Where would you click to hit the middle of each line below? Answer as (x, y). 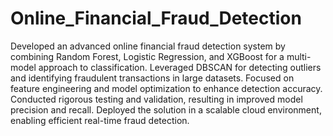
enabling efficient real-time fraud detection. (100, 120)
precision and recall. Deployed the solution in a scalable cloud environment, (166, 109)
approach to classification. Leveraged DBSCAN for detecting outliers (180, 67)
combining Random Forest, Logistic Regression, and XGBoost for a (147, 56)
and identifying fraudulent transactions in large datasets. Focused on (152, 78)
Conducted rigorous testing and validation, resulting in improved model (156, 99)
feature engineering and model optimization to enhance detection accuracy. (166, 88)
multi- (299, 56)
